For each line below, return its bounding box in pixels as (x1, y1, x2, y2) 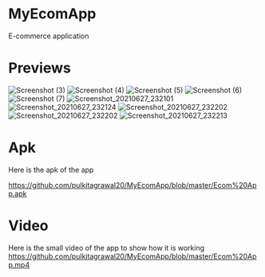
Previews (8, 59, 72, 77)
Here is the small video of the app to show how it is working (8, 243, 205, 252)
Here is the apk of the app (8, 165, 94, 174)
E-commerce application (8, 31, 89, 41)
